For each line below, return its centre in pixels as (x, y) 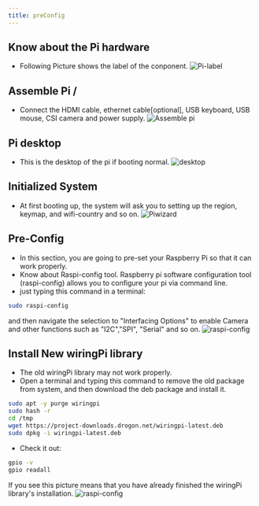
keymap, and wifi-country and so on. (79, 214)
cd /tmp (21, 419)
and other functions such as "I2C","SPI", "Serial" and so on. (104, 329)
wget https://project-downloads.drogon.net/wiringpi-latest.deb (116, 426)
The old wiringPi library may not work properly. (96, 373)
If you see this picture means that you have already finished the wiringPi (125, 485)
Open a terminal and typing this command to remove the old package (132, 381)
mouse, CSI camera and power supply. (82, 118)
